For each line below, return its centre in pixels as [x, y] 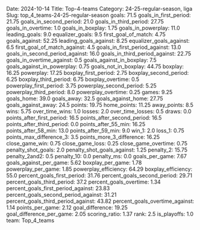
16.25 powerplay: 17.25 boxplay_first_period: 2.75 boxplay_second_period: [98, 73]
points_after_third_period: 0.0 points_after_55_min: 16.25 [76, 124]
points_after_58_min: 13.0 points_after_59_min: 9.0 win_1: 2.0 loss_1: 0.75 [95, 130]
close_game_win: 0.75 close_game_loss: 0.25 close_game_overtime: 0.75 [97, 143]
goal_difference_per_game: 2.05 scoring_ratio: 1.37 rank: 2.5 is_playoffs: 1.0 [100, 214]
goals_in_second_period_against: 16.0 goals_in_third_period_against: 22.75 [99, 53]
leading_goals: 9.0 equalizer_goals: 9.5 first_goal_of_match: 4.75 [86, 34]
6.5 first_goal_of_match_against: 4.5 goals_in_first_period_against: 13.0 [94, 47]
